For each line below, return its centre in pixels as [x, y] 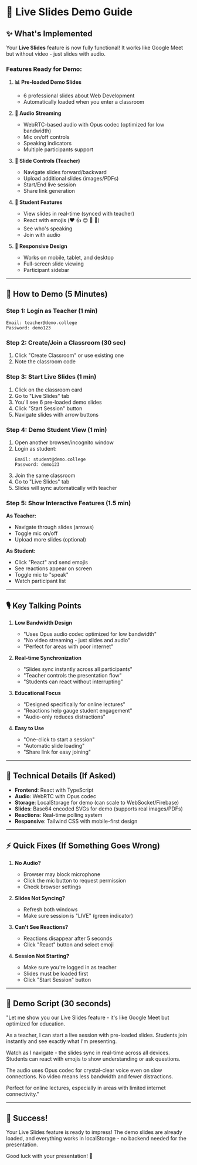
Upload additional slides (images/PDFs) [71, 179]
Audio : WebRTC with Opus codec [55, 796]
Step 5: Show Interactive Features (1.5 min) [69, 503]
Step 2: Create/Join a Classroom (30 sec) [66, 342]
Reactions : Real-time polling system [58, 815]
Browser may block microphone [62, 874]
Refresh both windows [50, 909]
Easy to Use [29, 728]
